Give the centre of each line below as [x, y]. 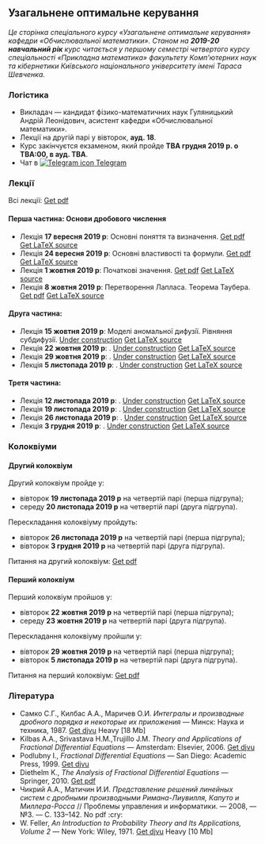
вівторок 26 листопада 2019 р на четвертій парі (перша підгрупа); [132, 538]
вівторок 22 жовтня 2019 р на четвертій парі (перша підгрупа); [127, 612]
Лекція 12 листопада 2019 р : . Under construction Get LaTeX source [132, 401]
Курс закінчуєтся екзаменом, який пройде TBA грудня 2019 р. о [129, 146]
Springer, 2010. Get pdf [58, 781]
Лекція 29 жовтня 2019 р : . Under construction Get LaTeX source [127, 356]
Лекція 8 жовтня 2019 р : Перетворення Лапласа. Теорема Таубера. [135, 287]
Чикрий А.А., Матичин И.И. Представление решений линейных [126, 789]
